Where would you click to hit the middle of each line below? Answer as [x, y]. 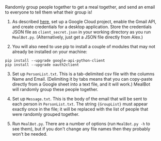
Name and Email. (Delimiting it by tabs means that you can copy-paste [82, 79]
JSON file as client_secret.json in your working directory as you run [81, 32]
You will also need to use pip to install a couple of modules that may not [84, 46]
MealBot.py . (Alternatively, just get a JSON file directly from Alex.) [77, 37]
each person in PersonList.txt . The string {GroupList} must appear [80, 104]
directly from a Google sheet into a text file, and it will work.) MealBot [81, 84]
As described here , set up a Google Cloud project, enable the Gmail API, [84, 22]
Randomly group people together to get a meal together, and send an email [80, 7]
